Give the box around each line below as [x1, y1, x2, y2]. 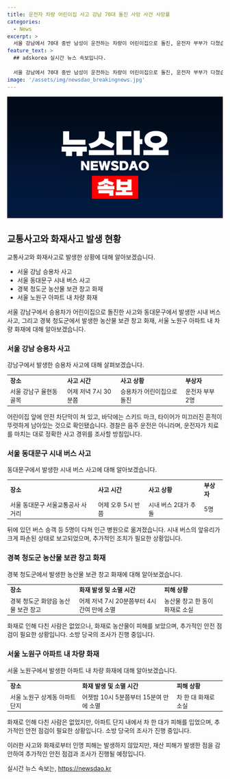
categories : [7, 18, 41, 25]
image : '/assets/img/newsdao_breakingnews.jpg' [7, 76, 146, 83]
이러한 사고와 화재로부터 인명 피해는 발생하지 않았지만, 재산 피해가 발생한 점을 [7, 741, 214, 749]
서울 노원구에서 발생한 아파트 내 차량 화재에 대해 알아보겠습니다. [7, 666, 177, 675]
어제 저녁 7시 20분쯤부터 [79, 596, 146, 605]
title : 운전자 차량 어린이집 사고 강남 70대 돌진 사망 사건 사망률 [7, 11, 170, 18]
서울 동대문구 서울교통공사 [10, 500, 80, 508]
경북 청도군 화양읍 [10, 596, 58, 605]
